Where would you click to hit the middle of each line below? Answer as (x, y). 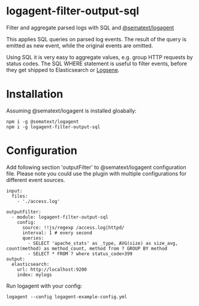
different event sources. (36, 180)
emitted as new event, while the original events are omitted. (80, 46)
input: (14, 191)
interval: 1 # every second (57, 233)
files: (20, 196)
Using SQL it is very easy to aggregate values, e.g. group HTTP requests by (99, 57)
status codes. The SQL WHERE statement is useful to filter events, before (97, 63)
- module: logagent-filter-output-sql (60, 217)
